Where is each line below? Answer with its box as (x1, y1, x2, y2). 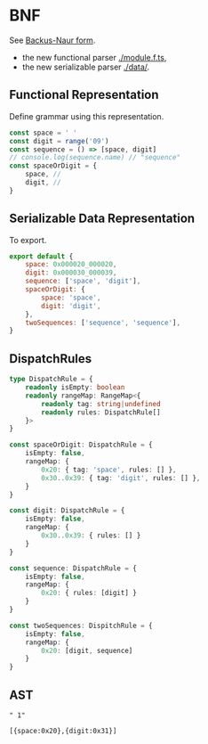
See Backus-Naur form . (9, 35, 96, 45)
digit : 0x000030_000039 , (25, 268, 117, 277)
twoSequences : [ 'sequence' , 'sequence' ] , (25, 318, 180, 327)
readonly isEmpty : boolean (25, 383, 125, 392)
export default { (9, 251, 74, 261)
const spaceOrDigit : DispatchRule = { (9, 440, 153, 450)
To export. (9, 234, 47, 245)
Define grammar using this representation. (9, 110, 164, 121)
